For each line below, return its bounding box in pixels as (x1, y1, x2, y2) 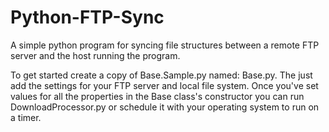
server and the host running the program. (10, 49, 181, 61)
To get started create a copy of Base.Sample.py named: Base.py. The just (10, 69, 313, 81)
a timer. (10, 111, 42, 123)
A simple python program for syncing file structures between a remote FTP (10, 39, 320, 51)
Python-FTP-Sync (10, 6, 165, 29)
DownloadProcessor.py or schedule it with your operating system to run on (10, 101, 320, 113)
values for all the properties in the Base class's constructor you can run (10, 90, 305, 102)
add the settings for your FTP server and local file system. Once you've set (10, 79, 319, 91)
